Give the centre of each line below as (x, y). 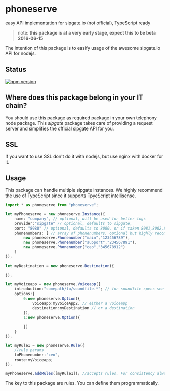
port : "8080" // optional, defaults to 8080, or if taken (77, 228)
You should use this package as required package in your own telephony (81, 118)
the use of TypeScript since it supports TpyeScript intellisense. (71, 195)
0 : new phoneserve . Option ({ (52, 299)
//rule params (29, 350)
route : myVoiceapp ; (34, 360)
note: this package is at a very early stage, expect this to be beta (87, 32)
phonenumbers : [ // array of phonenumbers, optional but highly (83, 233)
